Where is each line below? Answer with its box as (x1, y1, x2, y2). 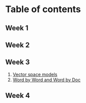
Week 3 (5, 58, 30, 67)
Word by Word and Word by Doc (12, 77, 81, 83)
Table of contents (5, 4, 81, 15)
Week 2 (5, 40, 30, 49)
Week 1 (5, 24, 28, 32)
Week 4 (5, 91, 31, 100)
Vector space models (12, 71, 58, 77)
